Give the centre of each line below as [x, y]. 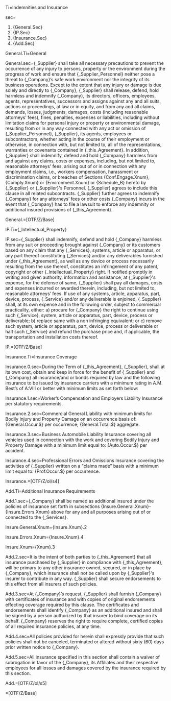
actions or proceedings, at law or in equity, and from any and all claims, [80, 106]
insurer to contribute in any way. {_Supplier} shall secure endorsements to [83, 578]
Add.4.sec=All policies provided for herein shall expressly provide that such [85, 636]
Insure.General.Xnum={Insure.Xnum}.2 [46, 527]
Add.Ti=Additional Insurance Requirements [50, 491]
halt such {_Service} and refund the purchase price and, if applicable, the [82, 332]
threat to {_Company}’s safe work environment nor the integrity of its [77, 79]
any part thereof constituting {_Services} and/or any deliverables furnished [84, 256]
